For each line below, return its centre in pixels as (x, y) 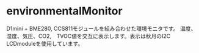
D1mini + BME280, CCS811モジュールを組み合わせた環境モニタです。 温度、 (101, 28)
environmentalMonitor (65, 11)
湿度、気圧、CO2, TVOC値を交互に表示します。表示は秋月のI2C (89, 36)
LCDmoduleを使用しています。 (45, 43)
